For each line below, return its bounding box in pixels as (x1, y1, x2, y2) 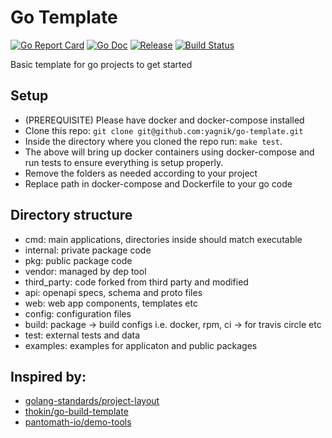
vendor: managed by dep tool (24, 265, 147, 277)
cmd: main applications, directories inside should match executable (24, 233, 303, 245)
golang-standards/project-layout (24, 395, 160, 407)
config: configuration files (24, 307, 132, 320)
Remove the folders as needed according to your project (24, 167, 258, 179)
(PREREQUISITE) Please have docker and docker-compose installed (24, 114, 305, 126)
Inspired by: (10, 368, 87, 385)
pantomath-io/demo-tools (24, 416, 132, 428)
